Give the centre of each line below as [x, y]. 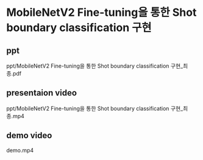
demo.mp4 [20, 150]
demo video [29, 135]
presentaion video [42, 93]
